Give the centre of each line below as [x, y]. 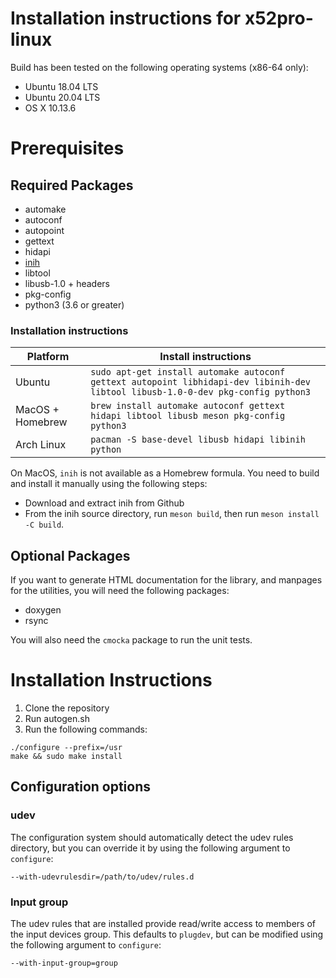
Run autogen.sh [57, 718]
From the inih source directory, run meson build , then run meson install [172, 514]
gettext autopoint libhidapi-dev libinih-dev [201, 382]
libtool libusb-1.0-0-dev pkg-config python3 [201, 392]
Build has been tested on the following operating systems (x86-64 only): [159, 67]
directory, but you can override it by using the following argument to [150, 848]
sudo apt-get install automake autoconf [188, 372]
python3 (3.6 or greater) [74, 304]
